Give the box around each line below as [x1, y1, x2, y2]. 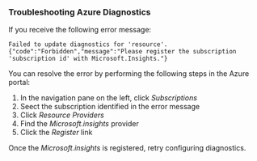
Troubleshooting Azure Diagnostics [8, 6, 151, 18]
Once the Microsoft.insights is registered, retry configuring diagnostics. [8, 143, 246, 153]
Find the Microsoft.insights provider [19, 119, 139, 129]
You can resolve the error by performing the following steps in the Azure [8, 69, 250, 78]
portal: [8, 78, 31, 87]
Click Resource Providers [19, 110, 105, 120]
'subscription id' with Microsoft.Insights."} [8, 55, 168, 63]
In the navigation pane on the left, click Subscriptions [19, 93, 198, 103]
